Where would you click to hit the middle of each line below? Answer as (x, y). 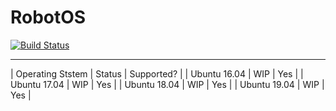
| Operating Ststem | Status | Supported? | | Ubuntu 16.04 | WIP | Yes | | (157, 73)
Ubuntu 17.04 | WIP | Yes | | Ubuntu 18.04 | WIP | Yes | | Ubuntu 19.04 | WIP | (167, 84)
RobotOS (48, 17)
